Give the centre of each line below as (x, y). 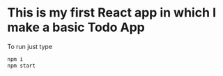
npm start (22, 66)
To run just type (30, 46)
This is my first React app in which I (112, 13)
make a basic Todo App (76, 27)
